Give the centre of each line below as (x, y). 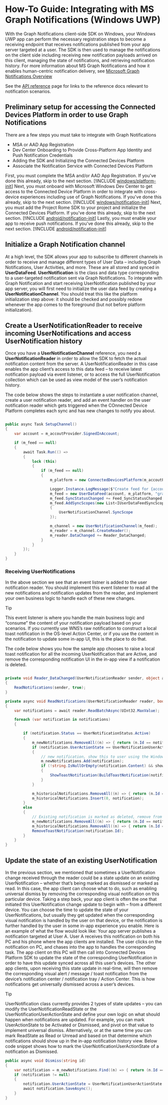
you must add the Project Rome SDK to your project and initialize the (76, 207)
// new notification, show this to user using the (95, 757)
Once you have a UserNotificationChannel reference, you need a (73, 353)
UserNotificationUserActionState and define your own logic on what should (82, 1014)
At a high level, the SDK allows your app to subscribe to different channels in (84, 256)
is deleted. (16, 665)
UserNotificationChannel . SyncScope (96, 512)
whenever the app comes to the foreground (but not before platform (75, 305)
